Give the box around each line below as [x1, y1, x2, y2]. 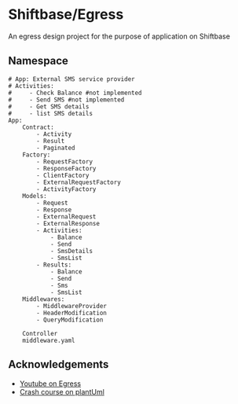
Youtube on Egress [19, 379, 82, 388]
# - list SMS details [8, 109, 93, 117]
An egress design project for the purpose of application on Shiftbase [8, 31, 230, 41]
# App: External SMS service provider [8, 75, 135, 83]
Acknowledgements [8, 358, 109, 371]
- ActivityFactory [36, 185, 97, 193]
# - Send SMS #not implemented [8, 96, 125, 104]
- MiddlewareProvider [36, 302, 108, 310]
